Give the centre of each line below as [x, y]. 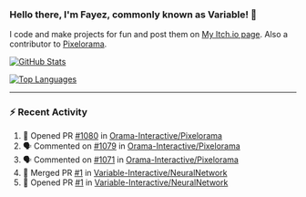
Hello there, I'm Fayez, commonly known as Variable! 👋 [133, 15]
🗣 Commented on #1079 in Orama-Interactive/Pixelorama [132, 146]
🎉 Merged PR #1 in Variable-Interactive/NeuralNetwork [125, 172]
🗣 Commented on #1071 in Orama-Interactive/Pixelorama [131, 160]
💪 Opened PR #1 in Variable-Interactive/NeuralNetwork [125, 182]
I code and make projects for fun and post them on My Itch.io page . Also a [149, 35]
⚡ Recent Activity [49, 112]
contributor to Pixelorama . [58, 44]
